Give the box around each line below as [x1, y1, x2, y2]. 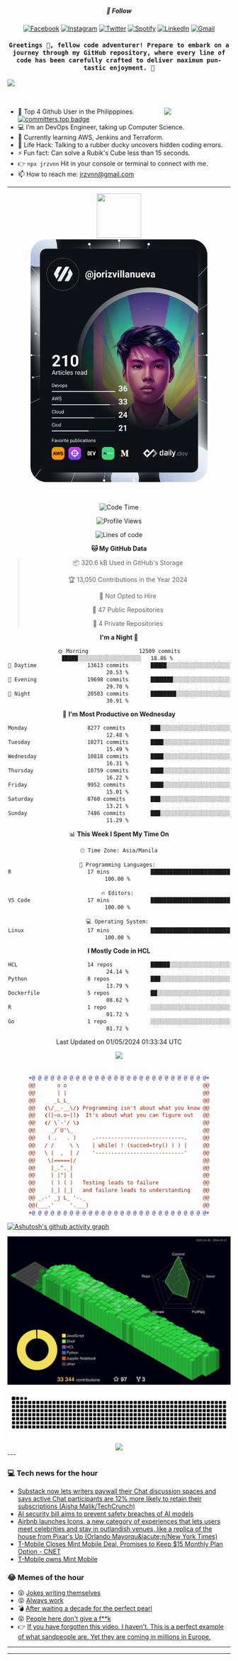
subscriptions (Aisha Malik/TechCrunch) [17, 1502, 136, 1510]
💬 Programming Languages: [79, 861, 156, 869]
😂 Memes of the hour [7, 1572, 85, 1582]
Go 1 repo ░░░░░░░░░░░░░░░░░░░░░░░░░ [8, 1018, 230, 1025]
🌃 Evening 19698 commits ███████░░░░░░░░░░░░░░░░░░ [8, 676, 230, 683]
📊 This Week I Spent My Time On [69, 830, 169, 838]
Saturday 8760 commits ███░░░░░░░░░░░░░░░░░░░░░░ [8, 796, 230, 803]
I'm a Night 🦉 [100, 633, 138, 642]
